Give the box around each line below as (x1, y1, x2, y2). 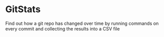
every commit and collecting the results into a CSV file (5, 25, 120, 31)
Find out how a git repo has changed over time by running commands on (5, 20, 159, 26)
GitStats (5, 4, 41, 15)
